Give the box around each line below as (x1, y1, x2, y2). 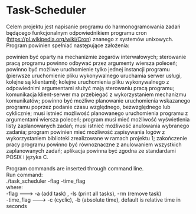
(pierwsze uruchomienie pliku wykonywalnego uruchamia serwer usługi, (6, 72, 182, 79)
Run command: (6, 171, 43, 178)
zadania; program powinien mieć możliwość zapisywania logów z (6, 128, 165, 136)
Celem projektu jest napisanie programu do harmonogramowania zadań (6, 23, 181, 30)
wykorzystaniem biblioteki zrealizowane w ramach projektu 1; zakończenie (6, 134, 188, 141)
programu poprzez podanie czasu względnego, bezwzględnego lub (6, 103, 171, 110)
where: (6, 183, 24, 190)
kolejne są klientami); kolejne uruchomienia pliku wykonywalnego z (6, 78, 169, 85)
